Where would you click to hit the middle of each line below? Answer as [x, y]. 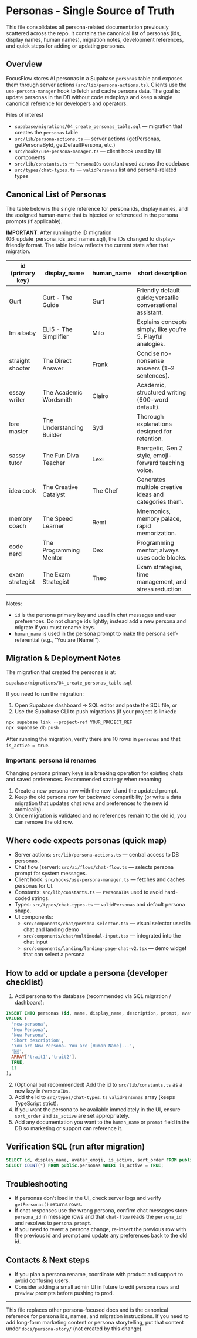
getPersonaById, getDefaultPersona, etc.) [65, 144]
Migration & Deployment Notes [64, 658]
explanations [154, 424]
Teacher [54, 463]
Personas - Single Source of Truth [90, 11]
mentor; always [158, 550]
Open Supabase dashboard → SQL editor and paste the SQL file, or [96, 705]
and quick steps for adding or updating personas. [66, 46]
